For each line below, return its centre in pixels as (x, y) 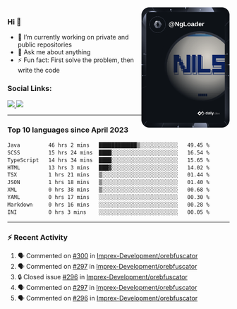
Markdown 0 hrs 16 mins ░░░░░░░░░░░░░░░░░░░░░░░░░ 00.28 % (109, 205)
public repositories (45, 44)
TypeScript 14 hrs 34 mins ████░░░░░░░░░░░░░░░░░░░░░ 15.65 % (109, 160)
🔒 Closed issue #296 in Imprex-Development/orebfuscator (103, 277)
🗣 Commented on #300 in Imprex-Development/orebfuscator (108, 255)
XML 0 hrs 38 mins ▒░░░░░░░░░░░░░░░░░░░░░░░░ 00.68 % (109, 190)
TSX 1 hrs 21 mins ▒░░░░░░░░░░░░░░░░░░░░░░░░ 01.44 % (109, 175)
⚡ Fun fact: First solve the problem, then (75, 60)
